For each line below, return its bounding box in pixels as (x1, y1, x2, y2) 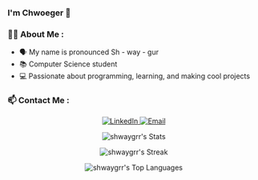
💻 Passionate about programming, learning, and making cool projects (18, 71, 250, 81)
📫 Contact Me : (7, 95, 70, 106)
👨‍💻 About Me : (7, 28, 65, 39)
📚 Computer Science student (18, 59, 118, 69)
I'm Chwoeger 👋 (7, 7, 71, 18)
